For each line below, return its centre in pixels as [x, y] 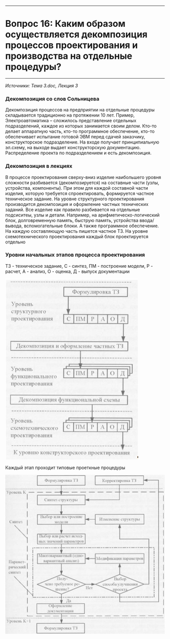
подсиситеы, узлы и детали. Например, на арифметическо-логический [82, 215]
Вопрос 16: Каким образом [65, 24]
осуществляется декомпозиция [76, 35]
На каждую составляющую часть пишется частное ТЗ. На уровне [77, 231]
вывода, [14, 226]
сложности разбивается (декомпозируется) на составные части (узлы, [82, 183]
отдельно [15, 242]
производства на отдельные [69, 56]
